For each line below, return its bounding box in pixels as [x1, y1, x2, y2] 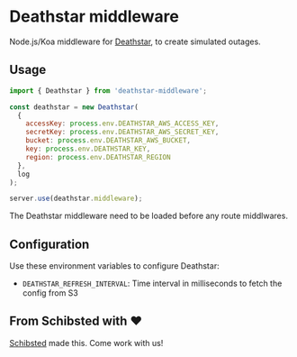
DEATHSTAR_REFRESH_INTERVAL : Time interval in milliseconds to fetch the [22, 278, 283, 289]
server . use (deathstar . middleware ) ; [9, 194, 143, 204]
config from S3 [22, 288, 79, 298]
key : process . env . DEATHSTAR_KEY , [25, 144, 151, 153]
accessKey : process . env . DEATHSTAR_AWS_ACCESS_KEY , [25, 119, 220, 128]
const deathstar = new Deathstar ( [9, 102, 139, 112]
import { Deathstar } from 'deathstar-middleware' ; [9, 86, 207, 96]
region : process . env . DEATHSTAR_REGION [25, 152, 171, 161]
